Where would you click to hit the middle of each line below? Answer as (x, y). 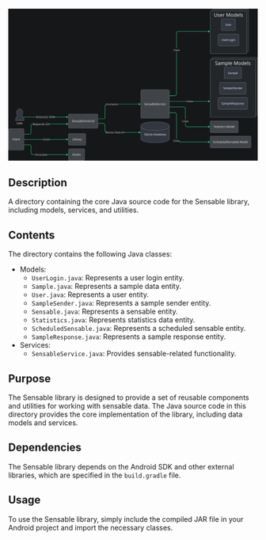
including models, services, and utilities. (74, 210)
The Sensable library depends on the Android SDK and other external (122, 466)
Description (38, 183)
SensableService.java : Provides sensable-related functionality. (134, 354)
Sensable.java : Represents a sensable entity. (104, 312)
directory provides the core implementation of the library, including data (125, 415)
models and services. (43, 423)
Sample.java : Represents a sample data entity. (106, 287)
